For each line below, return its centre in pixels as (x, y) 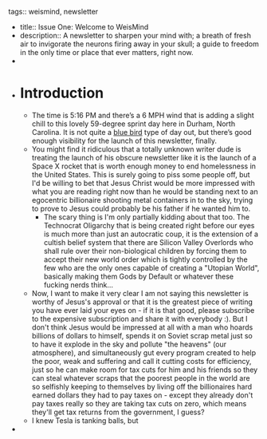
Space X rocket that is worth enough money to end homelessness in (144, 166)
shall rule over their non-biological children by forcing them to (145, 251)
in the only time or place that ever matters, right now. (106, 52)
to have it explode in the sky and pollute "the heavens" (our (129, 344)
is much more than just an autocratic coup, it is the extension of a (151, 234)
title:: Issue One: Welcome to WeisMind (84, 27)
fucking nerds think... (79, 285)
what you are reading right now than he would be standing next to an (145, 192)
